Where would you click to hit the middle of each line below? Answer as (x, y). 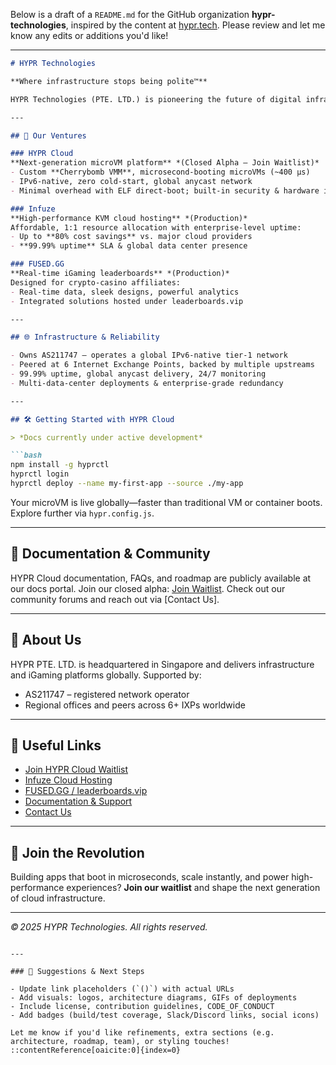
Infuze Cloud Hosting (68, 780)
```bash (26, 455)
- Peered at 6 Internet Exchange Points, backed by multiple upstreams (162, 365)
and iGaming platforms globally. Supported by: (106, 675)
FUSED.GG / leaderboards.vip (86, 791)
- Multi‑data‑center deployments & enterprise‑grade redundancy (147, 383)
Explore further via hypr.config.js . (82, 513)
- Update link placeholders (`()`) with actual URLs (122, 989)
